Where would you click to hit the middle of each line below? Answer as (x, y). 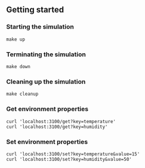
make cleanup (22, 94)
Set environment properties (47, 142)
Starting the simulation (40, 27)
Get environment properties (47, 109)
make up (16, 39)
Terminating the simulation (46, 54)
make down (18, 66)
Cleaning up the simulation (46, 81)
